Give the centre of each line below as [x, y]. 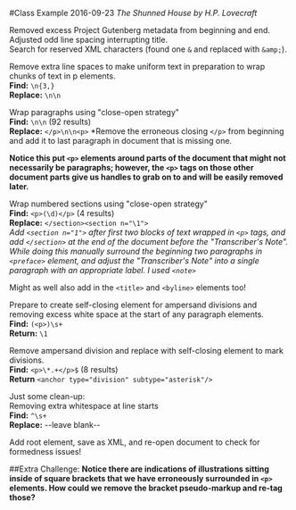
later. [19, 186]
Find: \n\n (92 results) [50, 121]
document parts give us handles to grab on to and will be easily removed [146, 177]
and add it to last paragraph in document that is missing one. [121, 141]
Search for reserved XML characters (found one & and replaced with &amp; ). [148, 49]
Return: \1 [29, 333]
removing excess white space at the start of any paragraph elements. [137, 314]
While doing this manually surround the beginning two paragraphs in [136, 251]
